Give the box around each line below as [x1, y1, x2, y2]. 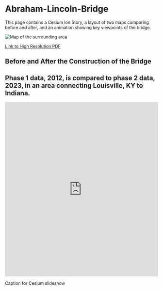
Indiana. [5, 89, 31, 97]
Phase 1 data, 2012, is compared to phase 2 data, [5, 74, 155, 82]
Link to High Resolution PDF [5, 43, 61, 49]
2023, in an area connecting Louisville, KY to [5, 81, 143, 90]
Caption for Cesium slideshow [5, 280, 65, 286]
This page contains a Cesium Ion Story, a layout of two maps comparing [5, 19, 149, 25]
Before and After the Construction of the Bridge [5, 57, 152, 66]
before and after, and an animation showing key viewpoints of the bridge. [5, 24, 151, 30]
